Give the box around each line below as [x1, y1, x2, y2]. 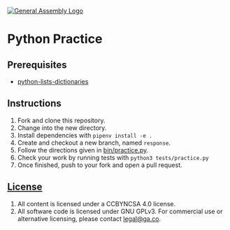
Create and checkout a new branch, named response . [17, 138, 171, 147]
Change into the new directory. [17, 123, 107, 132]
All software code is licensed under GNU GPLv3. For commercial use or [17, 207, 223, 215]
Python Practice [7, 31, 103, 47]
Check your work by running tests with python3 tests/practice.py [17, 153, 210, 161]
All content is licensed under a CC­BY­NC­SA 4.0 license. [17, 199, 176, 208]
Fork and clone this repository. [17, 116, 106, 124]
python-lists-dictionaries [17, 78, 89, 85]
